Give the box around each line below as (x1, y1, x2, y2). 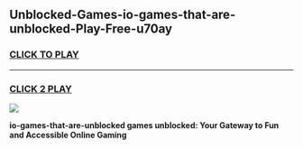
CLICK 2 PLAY (9, 82, 72, 95)
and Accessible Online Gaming (9, 129, 127, 140)
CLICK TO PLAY (9, 49, 79, 61)
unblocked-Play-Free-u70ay (9, 22, 173, 37)
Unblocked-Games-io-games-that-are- (9, 7, 236, 23)
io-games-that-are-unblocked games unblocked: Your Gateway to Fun (9, 119, 280, 130)
